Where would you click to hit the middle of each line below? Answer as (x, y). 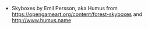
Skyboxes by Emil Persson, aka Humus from (64, 8)
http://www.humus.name (41, 20)
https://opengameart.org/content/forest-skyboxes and (77, 14)
